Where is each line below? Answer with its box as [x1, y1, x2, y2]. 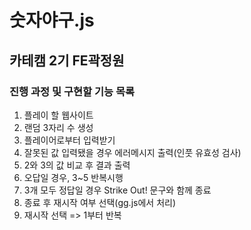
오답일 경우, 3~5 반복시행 [23, 171, 124, 183]
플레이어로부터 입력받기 [23, 134, 116, 146]
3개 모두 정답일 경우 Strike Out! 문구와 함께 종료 [23, 184, 212, 196]
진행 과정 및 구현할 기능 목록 [9, 84, 135, 98]
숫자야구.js [9, 9, 95, 32]
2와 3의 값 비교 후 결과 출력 [23, 159, 131, 171]
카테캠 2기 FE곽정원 [9, 52, 125, 69]
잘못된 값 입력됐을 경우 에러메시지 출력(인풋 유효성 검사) [23, 146, 242, 158]
